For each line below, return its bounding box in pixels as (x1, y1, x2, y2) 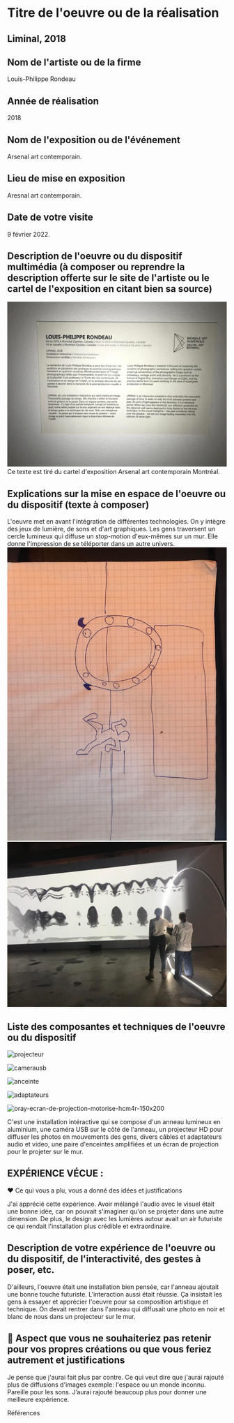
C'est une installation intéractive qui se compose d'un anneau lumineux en (7, 1118, 221, 1126)
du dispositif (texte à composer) (7, 499, 150, 510)
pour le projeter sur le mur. (7, 1147, 84, 1156)
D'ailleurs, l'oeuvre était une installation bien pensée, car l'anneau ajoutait (7, 1283, 219, 1291)
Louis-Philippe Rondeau (7, 75, 76, 83)
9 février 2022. (7, 230, 50, 238)
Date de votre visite (7, 212, 94, 223)
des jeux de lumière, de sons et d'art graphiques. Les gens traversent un (7, 525, 216, 533)
